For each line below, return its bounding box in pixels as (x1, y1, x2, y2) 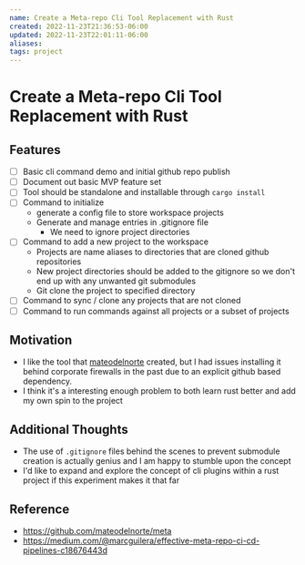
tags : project (9, 47, 64, 56)
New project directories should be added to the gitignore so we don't (36, 266, 296, 277)
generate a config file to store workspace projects (36, 207, 225, 219)
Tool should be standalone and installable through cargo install (22, 187, 266, 198)
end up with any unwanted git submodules (36, 275, 197, 287)
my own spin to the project (22, 395, 123, 406)
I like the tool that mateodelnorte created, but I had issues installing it (22, 356, 281, 367)
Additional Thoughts (9, 421, 129, 437)
